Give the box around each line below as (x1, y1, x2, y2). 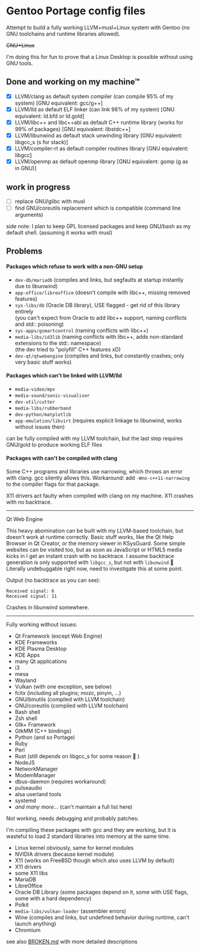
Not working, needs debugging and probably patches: (6, 815, 139, 822)
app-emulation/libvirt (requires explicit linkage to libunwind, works (14, 417, 182, 424)
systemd (14, 797, 36, 805)
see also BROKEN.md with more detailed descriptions (6, 938, 138, 945)
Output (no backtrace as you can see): (6, 576, 101, 584)
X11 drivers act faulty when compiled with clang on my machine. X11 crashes (6, 492, 193, 500)
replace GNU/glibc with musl (14, 198, 85, 205)
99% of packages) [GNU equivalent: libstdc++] (14, 125, 131, 132)
